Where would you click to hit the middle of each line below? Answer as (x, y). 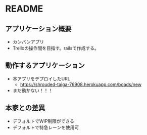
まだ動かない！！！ (33, 90)
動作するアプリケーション (45, 65)
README (24, 9)
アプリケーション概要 (38, 29)
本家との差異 (25, 108)
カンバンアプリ (28, 42)
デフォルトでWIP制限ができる (43, 121)
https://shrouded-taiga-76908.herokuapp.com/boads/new (81, 84)
